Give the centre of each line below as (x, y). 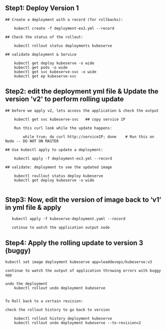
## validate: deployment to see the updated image (59, 167)
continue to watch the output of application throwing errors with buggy (83, 271)
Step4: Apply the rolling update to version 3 (74, 243)
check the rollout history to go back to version (58, 310)
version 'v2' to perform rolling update (65, 99)
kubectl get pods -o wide (41, 67)
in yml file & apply (33, 207)
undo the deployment (27, 284)
